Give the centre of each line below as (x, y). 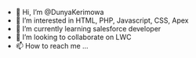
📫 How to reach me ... (52, 46)
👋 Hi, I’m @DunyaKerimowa (60, 12)
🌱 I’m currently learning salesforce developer (88, 29)
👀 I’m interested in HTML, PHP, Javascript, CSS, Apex (102, 20)
